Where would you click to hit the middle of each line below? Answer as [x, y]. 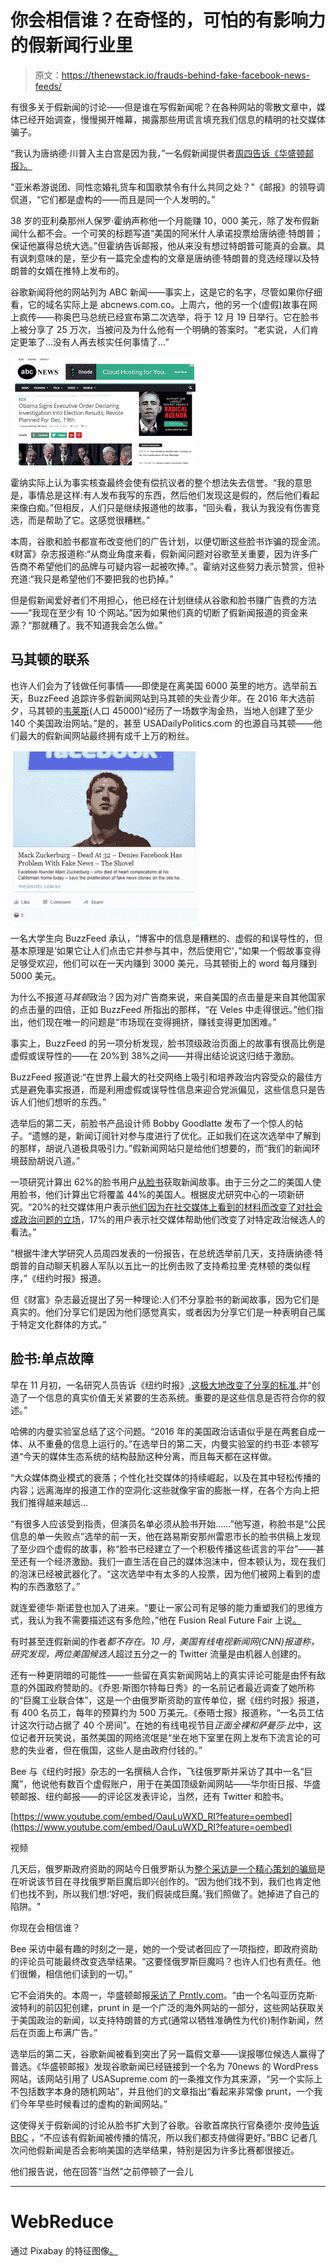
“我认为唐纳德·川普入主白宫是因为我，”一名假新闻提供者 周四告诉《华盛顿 [158, 153]
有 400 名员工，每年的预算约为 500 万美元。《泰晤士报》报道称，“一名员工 [163, 1712]
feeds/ [48, 86]
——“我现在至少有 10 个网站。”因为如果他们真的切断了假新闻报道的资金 [155, 612]
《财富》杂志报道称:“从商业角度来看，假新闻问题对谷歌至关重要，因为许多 [160, 553]
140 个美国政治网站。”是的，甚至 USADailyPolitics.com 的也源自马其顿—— [162, 723]
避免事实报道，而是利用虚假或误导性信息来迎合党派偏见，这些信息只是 [172, 1089]
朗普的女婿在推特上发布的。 [67, 270]
